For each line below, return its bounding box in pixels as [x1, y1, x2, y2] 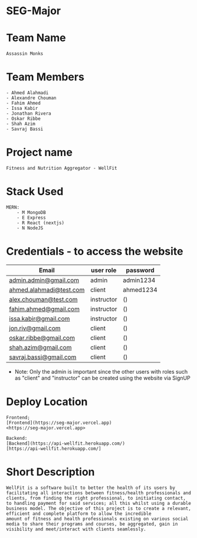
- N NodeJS [17, 225, 44, 231]
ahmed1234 [123, 286, 157, 294]
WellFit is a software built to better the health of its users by [6, 485, 176, 491]
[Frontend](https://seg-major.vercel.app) [6, 420, 112, 426]
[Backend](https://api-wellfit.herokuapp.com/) [6, 440, 126, 446]
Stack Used [6, 185, 64, 199]
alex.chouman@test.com [9, 295, 78, 303]
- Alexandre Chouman [6, 95, 57, 101]
